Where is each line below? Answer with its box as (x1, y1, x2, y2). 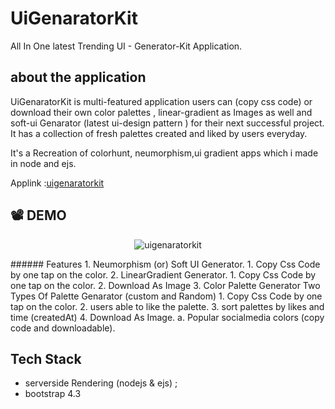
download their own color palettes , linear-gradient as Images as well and (10, 106, 313, 118)
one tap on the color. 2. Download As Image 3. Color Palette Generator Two (10, 279, 321, 291)
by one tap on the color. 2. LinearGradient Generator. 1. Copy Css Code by (10, 268, 317, 281)
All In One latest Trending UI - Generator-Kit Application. (10, 40, 243, 52)
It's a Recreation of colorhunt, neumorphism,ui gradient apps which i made (10, 147, 319, 159)
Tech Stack (10, 350, 82, 367)
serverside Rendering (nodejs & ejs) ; (24, 377, 178, 389)
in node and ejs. (10, 157, 77, 169)
